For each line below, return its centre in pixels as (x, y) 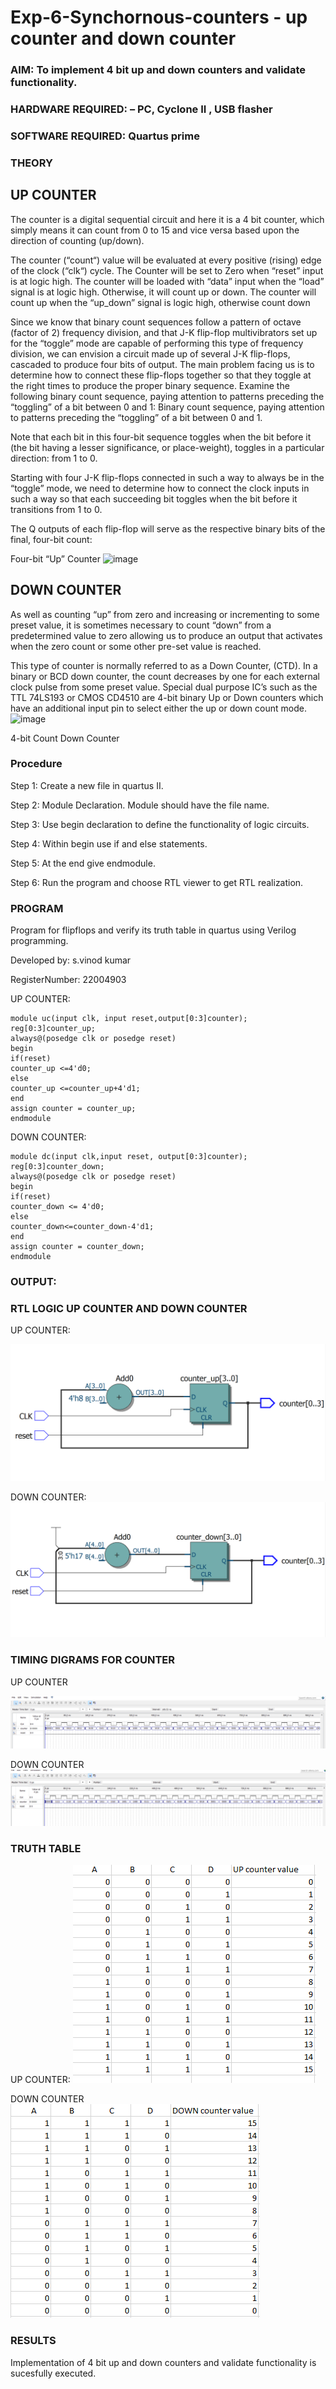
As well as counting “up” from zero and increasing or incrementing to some (165, 614)
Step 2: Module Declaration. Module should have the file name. (140, 805)
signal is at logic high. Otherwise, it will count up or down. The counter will (163, 292)
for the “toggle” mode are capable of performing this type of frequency (157, 343)
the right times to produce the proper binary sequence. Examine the (150, 385)
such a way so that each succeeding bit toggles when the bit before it (154, 498)
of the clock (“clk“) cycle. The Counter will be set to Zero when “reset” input (167, 270)
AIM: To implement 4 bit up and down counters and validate (158, 70)
